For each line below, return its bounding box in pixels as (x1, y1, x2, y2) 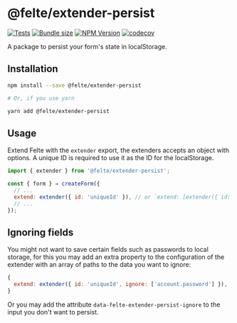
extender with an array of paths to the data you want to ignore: (7, 260, 191, 269)
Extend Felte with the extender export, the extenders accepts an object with (7, 146, 230, 154)
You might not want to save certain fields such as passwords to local (7, 245, 209, 254)
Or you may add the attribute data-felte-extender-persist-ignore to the (7, 300, 221, 309)
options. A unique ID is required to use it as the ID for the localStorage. (7, 154, 214, 162)
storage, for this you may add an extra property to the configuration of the (7, 253, 225, 261)
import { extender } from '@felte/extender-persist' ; (7, 167, 171, 175)
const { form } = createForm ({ (7, 180, 100, 188)
